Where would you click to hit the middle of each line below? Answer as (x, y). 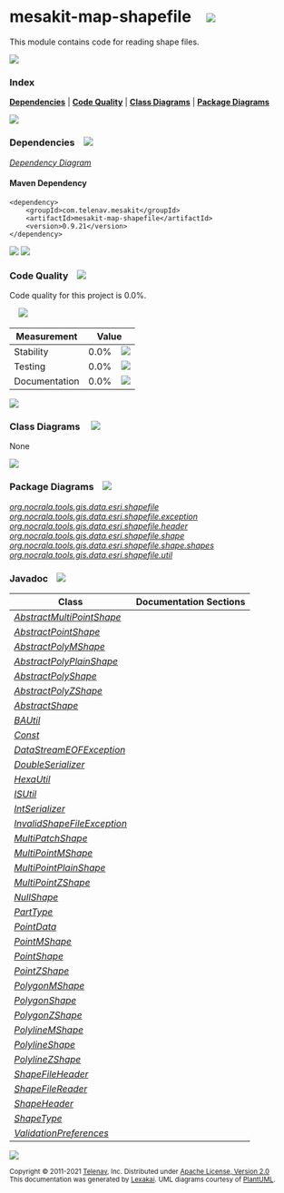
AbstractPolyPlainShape (66, 661)
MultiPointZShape (52, 882)
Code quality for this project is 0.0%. (78, 296)
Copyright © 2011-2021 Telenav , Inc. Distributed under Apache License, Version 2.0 (140, 1171)
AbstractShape (46, 705)
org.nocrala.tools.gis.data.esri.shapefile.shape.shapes (112, 545)
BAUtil (27, 720)
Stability (31, 352)
